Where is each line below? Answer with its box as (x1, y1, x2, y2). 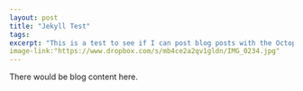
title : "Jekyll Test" (9, 22, 91, 31)
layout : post (9, 13, 59, 23)
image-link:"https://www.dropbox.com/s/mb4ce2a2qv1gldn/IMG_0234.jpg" (9, 47, 280, 56)
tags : (9, 30, 30, 39)
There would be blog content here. (9, 71, 138, 82)
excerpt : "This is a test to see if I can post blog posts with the (9, 38, 272, 48)
